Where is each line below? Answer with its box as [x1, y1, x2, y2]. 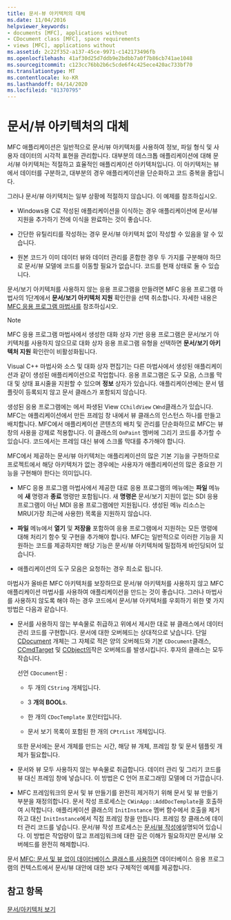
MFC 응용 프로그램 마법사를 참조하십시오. [7, 303, 119, 311]
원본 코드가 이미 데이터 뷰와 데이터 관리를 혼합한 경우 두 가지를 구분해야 [17, 253, 209, 262]
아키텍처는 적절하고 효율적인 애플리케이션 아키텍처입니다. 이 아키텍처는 [21, 160, 212, 169]
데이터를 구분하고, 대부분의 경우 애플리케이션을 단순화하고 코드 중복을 [19, 169, 206, 177]
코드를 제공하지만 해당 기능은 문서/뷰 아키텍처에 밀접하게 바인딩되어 [35, 542, 217, 550]
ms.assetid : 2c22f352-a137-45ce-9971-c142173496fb [7, 49, 156, 56]
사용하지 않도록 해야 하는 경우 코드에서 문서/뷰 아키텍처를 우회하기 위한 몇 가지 [14, 597, 225, 605]
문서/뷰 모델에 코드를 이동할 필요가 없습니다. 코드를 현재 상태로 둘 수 [24, 262, 207, 270]
